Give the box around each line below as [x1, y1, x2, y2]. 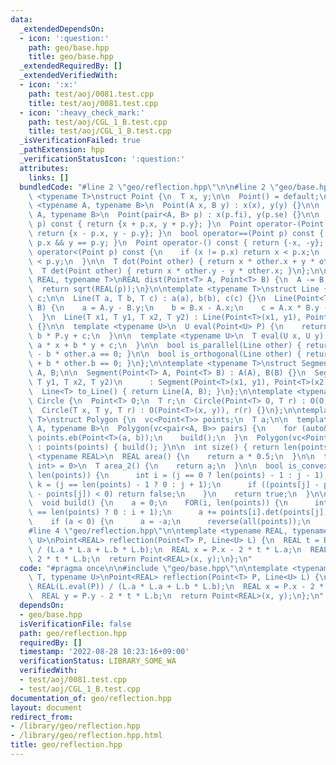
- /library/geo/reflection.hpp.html [10, 731, 163, 741]
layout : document [10, 702, 83, 713]
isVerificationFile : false [19, 619, 132, 629]
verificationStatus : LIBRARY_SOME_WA [19, 656, 177, 666]
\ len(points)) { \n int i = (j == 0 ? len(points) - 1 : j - [28, 470, 311, 480]
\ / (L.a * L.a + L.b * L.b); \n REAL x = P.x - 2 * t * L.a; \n [28, 544, 302, 555]
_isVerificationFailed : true [19, 136, 141, 146]
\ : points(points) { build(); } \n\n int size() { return [28, 442, 280, 453]
